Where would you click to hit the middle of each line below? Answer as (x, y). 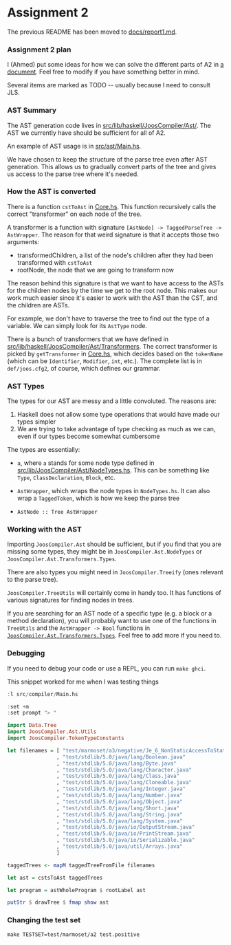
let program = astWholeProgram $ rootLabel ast (77, 890)
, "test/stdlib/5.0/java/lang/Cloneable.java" (124, 783)
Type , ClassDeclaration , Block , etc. (66, 478)
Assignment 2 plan (39, 50)
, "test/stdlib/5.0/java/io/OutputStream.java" (125, 827)
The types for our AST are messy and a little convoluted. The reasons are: (112, 401)
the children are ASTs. (38, 305)
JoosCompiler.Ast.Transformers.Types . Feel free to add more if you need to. (114, 636)
